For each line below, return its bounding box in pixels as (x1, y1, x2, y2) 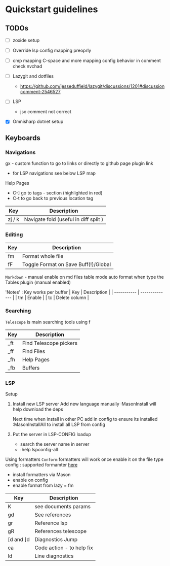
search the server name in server (20, 441, 90, 447)
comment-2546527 (20, 89, 61, 95)
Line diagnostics (34, 552, 74, 559)
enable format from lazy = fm (12, 482, 74, 488)
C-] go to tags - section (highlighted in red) (12, 190, 103, 196)
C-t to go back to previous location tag (12, 195, 94, 202)
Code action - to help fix (34, 544, 94, 551)
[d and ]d (8, 536, 30, 543)
